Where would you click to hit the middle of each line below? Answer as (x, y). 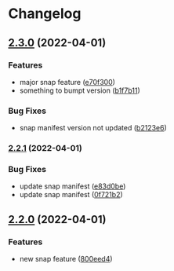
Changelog (45, 14)
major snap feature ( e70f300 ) (67, 82)
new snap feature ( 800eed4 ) (66, 259)
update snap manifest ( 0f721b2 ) (71, 195)
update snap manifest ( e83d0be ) (72, 186)
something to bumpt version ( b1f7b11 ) (80, 90)
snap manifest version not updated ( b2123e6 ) (93, 128)
